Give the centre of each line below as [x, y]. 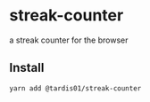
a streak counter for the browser [69, 40]
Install [27, 68]
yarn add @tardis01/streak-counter [75, 88]
